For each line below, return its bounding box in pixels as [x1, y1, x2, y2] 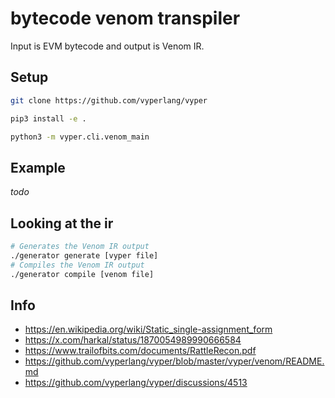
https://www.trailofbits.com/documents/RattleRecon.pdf [24, 345, 257, 357]
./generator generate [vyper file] [10, 250, 159, 261]
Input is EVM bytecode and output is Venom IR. [10, 40, 205, 52]
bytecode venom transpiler [10, 7, 241, 30]
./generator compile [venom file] [10, 269, 155, 279]
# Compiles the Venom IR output [10, 260, 145, 270]
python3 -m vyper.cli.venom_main [10, 132, 150, 142]
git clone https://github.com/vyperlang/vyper [10, 95, 208, 106]
